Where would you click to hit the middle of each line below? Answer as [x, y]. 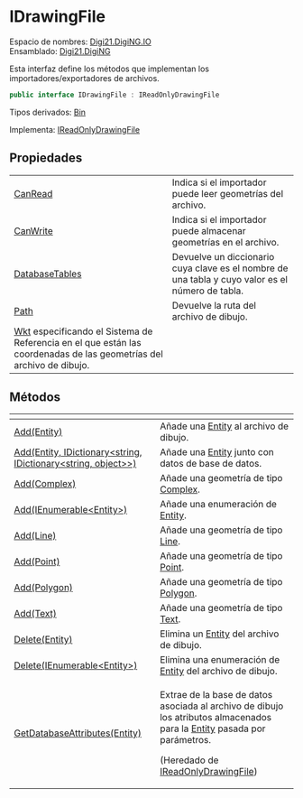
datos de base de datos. [211, 464]
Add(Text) [35, 614]
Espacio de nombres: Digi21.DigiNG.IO [80, 42]
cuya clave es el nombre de [230, 268]
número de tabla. [208, 291]
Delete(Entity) [43, 640]
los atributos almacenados [216, 718]
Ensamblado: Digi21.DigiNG [60, 51]
